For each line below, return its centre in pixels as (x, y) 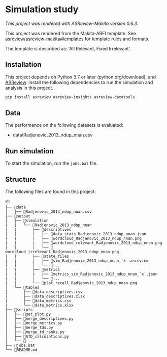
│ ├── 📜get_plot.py (28, 314)
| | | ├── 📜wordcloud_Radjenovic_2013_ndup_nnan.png (74, 239)
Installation (23, 65)
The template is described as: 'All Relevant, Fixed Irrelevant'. (68, 48)
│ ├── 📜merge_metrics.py (34, 323)
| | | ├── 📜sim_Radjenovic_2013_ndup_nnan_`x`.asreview (77, 261)
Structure (21, 179)
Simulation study (42, 9)
